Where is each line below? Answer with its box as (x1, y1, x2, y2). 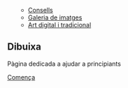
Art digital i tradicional (27, 21, 92, 29)
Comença (7, 73, 36, 81)
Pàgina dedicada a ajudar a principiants (7, 59, 121, 68)
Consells (27, 6, 54, 14)
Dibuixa (7, 41, 42, 53)
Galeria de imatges (27, 13, 83, 22)
